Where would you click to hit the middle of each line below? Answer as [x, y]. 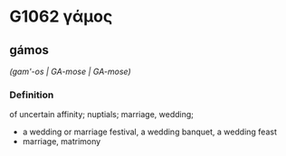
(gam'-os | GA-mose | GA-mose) [70, 71]
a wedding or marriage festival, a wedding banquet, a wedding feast [150, 132]
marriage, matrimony [62, 142]
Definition [32, 95]
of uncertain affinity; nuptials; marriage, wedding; [102, 115]
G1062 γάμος [61, 17]
